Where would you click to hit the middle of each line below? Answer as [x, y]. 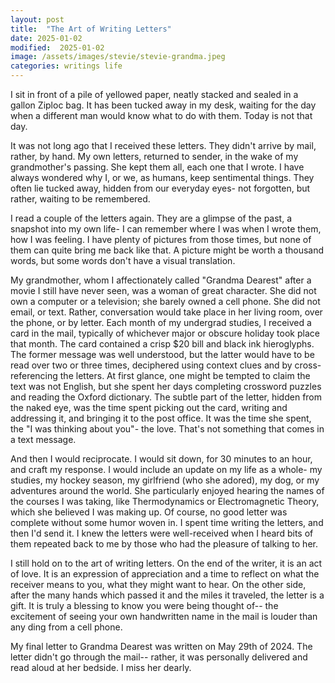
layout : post [37, 19]
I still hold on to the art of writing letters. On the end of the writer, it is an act [166, 563]
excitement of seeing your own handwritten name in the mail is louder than [164, 616]
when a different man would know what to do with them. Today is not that [161, 115]
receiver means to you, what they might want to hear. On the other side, [158, 584]
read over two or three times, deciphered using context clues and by [151, 365]
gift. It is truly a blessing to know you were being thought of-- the [144, 605]
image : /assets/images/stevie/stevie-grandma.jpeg [118, 57]
